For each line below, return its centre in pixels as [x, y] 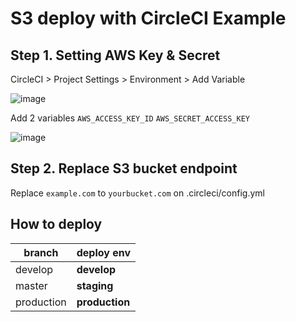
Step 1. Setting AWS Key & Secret [115, 55]
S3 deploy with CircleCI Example [148, 18]
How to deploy [56, 224]
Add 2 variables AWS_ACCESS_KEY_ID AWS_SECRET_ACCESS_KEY [130, 118]
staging [95, 285]
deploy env [104, 252]
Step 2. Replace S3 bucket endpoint [124, 168]
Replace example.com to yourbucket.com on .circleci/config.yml [137, 193]
